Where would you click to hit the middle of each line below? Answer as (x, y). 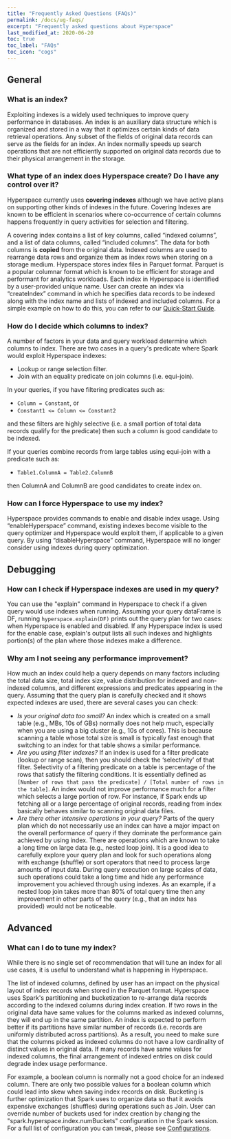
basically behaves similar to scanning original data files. (96, 811)
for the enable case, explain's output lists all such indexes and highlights (110, 634)
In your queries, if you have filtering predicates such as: (86, 390)
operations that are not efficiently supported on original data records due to (114, 151)
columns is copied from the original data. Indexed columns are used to (107, 249)
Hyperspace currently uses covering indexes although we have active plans (115, 200)
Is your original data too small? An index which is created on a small (113, 716)
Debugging (32, 569)
